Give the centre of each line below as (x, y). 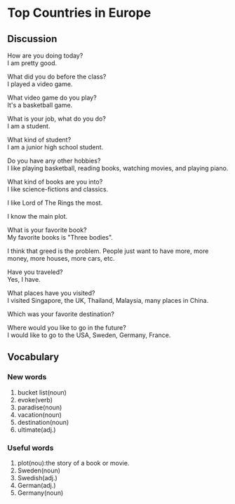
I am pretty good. (32, 63)
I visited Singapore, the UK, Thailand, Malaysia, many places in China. (108, 300)
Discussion (32, 39)
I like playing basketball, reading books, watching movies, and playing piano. (118, 168)
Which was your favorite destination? (61, 314)
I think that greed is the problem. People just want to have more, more (108, 251)
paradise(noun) (40, 407)
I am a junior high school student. (55, 147)
